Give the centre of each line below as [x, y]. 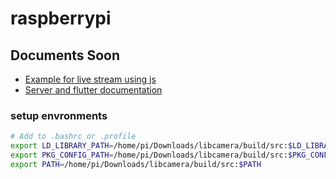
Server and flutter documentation [93, 90]
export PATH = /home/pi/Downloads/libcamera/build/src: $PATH [136, 164]
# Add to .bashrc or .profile [73, 137]
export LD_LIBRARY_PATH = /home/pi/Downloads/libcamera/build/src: [149, 146]
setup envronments [59, 115]
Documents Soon [65, 55]
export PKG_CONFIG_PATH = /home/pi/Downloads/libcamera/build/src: [149, 155]
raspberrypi [61, 18]
